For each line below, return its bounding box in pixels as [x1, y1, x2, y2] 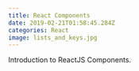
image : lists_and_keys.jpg [8, 33, 98, 42]
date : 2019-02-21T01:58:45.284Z [8, 19, 115, 27]
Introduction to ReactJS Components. [8, 55, 132, 65]
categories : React [8, 26, 69, 34]
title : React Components [8, 11, 91, 20]
